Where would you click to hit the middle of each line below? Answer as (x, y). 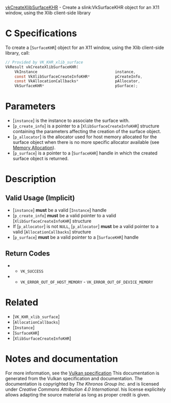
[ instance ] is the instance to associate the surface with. (71, 121)
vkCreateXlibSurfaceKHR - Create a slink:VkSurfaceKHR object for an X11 (82, 7)
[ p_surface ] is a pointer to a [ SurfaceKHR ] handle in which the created (85, 153)
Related (22, 303)
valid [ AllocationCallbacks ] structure (52, 232)
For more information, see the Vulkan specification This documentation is (82, 373)
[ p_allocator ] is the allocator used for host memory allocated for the (85, 137)
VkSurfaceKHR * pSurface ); (76, 86)
